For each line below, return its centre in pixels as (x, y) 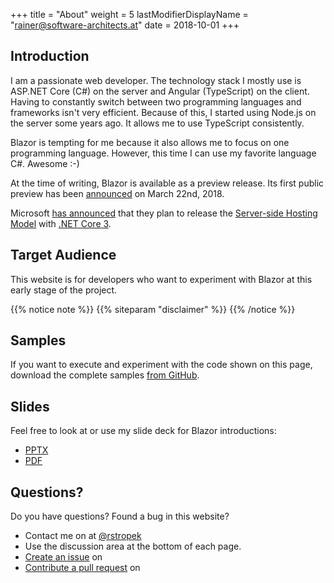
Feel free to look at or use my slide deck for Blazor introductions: (143, 431)
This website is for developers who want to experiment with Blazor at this (161, 279)
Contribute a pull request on (82, 568)
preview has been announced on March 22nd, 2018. (117, 193)
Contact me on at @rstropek (83, 536)
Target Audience (63, 255)
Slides (30, 406)
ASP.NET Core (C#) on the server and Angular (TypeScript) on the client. (160, 91)
